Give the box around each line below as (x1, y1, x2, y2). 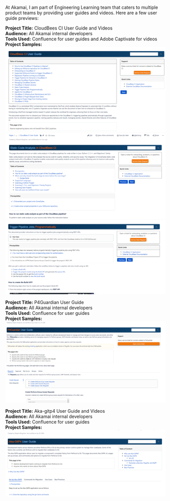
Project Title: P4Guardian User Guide (5, 299, 84, 305)
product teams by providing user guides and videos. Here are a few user (5, 10, 157, 16)
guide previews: (5, 15, 39, 21)
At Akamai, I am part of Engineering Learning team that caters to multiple (5, 5, 158, 10)
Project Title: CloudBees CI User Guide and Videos (5, 25, 113, 31)
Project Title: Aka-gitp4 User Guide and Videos (5, 408, 105, 414)
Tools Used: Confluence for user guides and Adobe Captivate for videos (5, 36, 158, 42)
